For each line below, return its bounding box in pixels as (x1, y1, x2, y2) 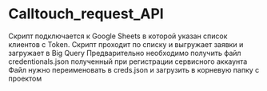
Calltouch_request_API (8, 5, 164, 23)
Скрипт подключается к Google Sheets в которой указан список (8, 31, 228, 41)
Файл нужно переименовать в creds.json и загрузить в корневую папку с (8, 65, 260, 74)
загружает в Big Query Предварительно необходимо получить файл (8, 48, 241, 57)
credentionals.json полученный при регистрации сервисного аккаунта (8, 57, 248, 66)
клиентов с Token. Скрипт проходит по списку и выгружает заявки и (8, 39, 244, 49)
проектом (8, 73, 42, 83)
